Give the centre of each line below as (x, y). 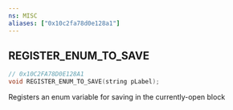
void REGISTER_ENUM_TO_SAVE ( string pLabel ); (84, 82)
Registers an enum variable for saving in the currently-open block (117, 97)
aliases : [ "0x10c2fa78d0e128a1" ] (64, 23)
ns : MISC (23, 16)
